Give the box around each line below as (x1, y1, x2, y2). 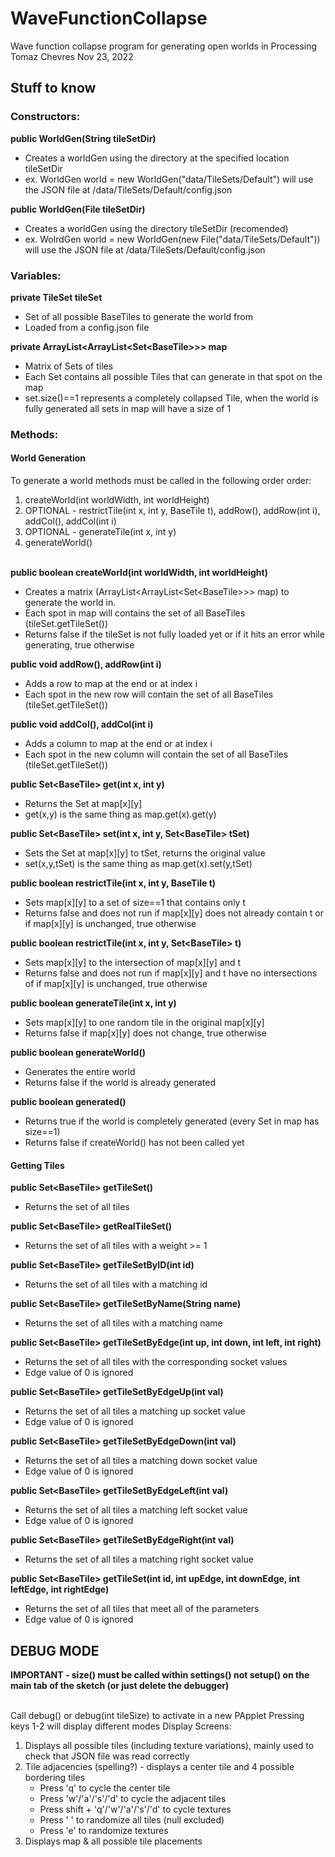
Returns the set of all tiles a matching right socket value (24, 1553, 255, 1566)
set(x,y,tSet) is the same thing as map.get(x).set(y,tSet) (24, 858, 253, 870)
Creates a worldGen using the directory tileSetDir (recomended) (24, 222, 289, 234)
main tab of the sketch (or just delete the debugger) (10, 1680, 230, 1692)
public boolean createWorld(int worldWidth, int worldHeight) (10, 567, 268, 579)
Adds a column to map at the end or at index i (24, 738, 213, 750)
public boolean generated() (10, 1096, 127, 1108)
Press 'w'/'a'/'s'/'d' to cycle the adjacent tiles (39, 1793, 227, 1805)
